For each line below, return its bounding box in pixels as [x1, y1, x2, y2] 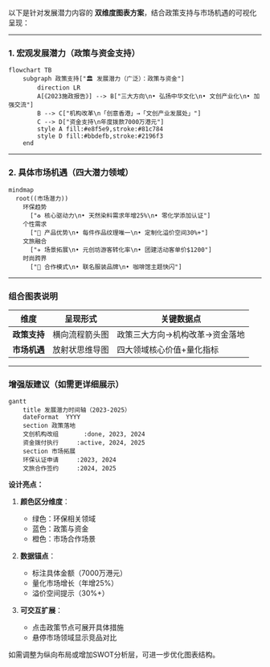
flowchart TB [8, 66, 52, 75]
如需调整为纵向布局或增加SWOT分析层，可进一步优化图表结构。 [8, 650, 220, 660]
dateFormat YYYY [22, 413, 81, 421]
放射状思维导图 [52, 344, 110, 355]
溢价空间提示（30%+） [31, 588, 110, 599]
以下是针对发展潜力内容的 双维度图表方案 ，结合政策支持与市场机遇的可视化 [8, 8, 257, 17]
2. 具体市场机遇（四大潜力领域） [8, 167, 134, 178]
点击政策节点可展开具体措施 [31, 623, 125, 632]
